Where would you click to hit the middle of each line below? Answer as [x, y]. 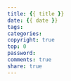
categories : [25, 33]
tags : [15, 27]
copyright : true [31, 40]
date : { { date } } [33, 20]
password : [22, 54]
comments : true [30, 60]
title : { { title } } [36, 14]
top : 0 [17, 46]
